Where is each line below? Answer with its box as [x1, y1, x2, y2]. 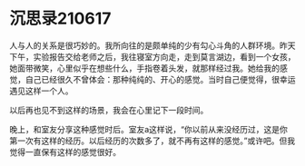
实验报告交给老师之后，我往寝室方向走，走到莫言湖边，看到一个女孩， [33, 51, 296, 62]
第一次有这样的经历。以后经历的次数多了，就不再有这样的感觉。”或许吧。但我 [9, 135, 296, 146]
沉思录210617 [9, 8, 112, 29]
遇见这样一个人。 [9, 85, 74, 96]
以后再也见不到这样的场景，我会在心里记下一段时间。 [9, 104, 209, 115]
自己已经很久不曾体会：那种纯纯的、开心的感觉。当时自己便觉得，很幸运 [25, 73, 296, 84]
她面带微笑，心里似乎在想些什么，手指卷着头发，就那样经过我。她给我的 [9, 63, 280, 73]
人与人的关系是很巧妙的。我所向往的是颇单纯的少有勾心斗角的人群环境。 [9, 40, 280, 51]
